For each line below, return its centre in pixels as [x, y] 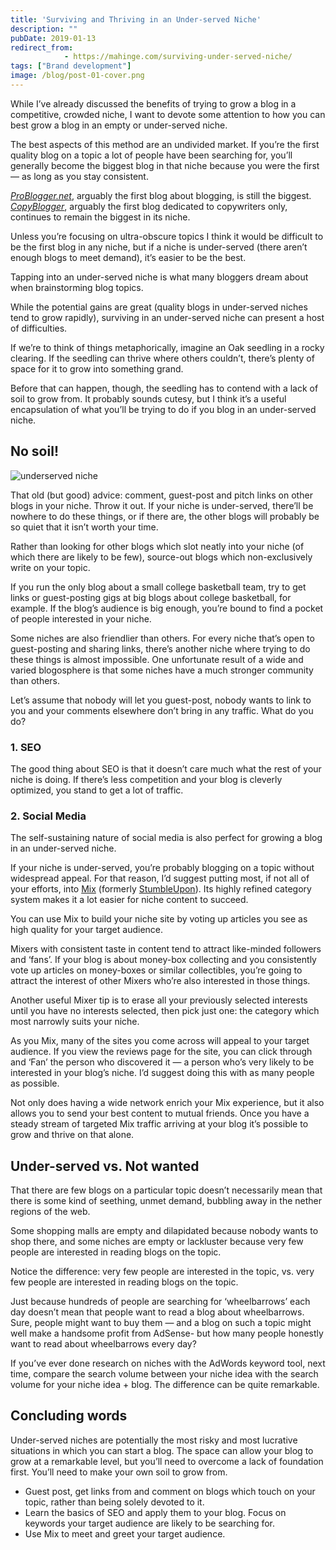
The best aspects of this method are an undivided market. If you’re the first [165, 144]
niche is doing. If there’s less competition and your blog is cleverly [146, 779]
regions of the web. [50, 1212]
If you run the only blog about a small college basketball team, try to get [158, 587]
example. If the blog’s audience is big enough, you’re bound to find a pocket [167, 608]
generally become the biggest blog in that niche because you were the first [165, 165]
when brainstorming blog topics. [77, 287]
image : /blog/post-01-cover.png [77, 76]
